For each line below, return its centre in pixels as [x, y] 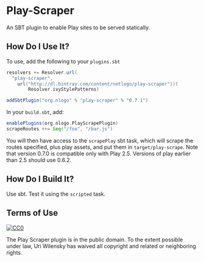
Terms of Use [32, 213]
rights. [14, 252]
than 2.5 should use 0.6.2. [39, 160]
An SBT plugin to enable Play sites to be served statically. [78, 27]
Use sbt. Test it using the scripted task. [56, 194]
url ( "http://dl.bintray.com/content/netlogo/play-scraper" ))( [98, 84]
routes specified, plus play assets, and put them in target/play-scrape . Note [102, 147]
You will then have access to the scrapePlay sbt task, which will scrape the [100, 140]
